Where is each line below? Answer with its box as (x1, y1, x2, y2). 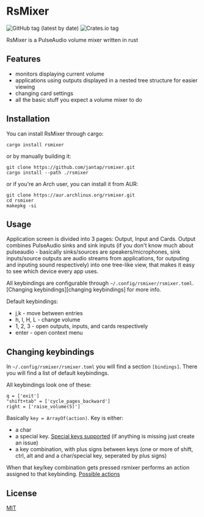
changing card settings (15, 90, 73, 97)
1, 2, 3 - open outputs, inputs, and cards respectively (15, 323, 148, 330)
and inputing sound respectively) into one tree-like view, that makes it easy (6, 261, 195, 269)
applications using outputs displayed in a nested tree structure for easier (15, 76, 198, 84)
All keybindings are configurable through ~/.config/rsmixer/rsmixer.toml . (6, 279, 194, 287)
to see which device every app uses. (6, 268, 99, 275)
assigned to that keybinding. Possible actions (6, 471, 120, 478)
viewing (15, 83, 35, 90)
